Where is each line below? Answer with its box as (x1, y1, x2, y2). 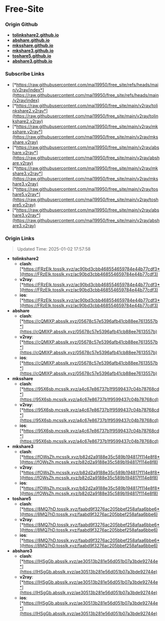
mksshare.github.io (12, 43, 54, 49)
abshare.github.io (12, 37, 50, 43)
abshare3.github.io (12, 58, 53, 64)
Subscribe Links (5, 70, 45, 77)
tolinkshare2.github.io (12, 32, 59, 38)
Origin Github (5, 21, 38, 28)
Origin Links (5, 235, 35, 242)
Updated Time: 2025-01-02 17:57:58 (17, 246, 91, 252)
